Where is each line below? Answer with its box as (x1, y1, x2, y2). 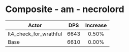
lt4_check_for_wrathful (8, 30, 62, 37)
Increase (85, 22, 107, 29)
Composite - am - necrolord (5, 4, 124, 15)
